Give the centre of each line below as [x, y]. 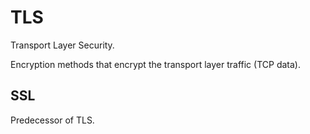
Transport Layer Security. [62, 45]
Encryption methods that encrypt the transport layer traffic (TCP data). [155, 64]
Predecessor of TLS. [52, 120]
